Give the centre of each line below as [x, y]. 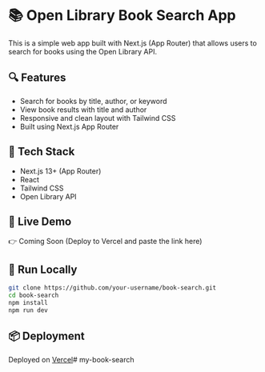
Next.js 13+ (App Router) [60, 171]
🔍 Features [37, 78]
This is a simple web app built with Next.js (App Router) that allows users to [133, 43]
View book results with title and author [83, 110]
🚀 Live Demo [40, 221]
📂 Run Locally [43, 269]
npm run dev [28, 310]
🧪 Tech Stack [42, 152]
